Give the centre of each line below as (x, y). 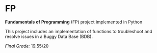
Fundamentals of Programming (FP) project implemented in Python (74, 22)
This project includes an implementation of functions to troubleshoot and (79, 31)
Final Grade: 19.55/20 (27, 46)
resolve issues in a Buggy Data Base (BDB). (49, 36)
